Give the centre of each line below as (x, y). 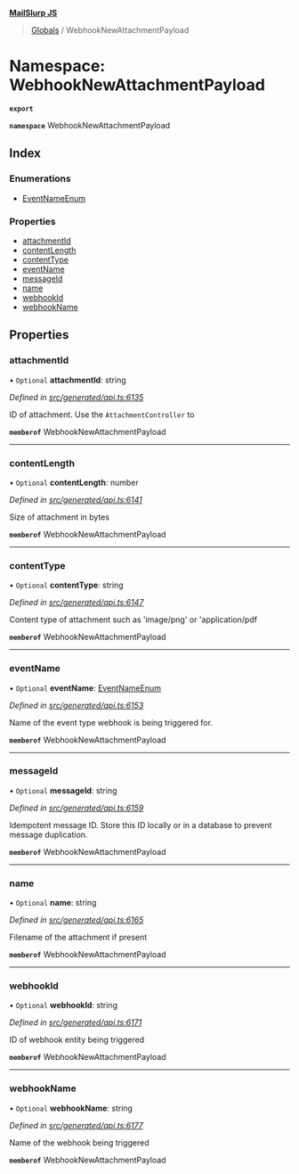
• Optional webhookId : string (64, 1006)
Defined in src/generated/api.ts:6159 (77, 808)
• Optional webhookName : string (71, 1108)
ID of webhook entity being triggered (77, 1040)
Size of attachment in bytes (59, 517)
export (21, 109)
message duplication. (48, 834)
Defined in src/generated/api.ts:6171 (76, 1022)
